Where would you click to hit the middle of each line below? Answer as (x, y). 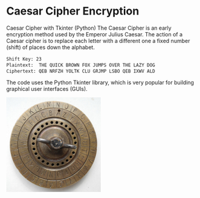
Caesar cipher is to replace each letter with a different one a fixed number (98, 41)
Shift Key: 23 (24, 59)
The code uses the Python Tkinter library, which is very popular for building (100, 82)
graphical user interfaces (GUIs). (47, 88)
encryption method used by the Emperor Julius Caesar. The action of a (95, 34)
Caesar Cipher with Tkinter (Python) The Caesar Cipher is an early (89, 28)
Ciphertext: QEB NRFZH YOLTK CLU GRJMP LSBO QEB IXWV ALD (81, 71)
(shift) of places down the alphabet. (50, 47)
